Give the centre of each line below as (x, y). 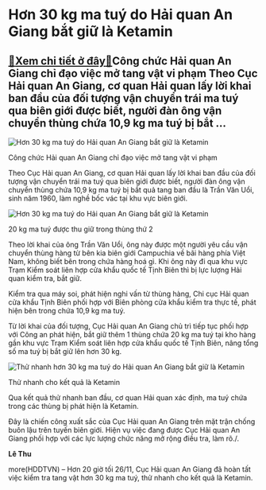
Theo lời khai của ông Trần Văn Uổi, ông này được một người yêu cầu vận (128, 245)
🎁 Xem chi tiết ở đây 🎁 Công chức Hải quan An (120, 61)
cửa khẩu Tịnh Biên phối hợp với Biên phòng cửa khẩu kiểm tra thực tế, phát (132, 302)
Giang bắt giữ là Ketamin (91, 31)
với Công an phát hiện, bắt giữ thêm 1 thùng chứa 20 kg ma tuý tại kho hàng (132, 334)
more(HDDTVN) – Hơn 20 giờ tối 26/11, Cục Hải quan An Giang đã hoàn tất (130, 469)
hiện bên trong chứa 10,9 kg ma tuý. (67, 311)
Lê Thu (20, 454)
